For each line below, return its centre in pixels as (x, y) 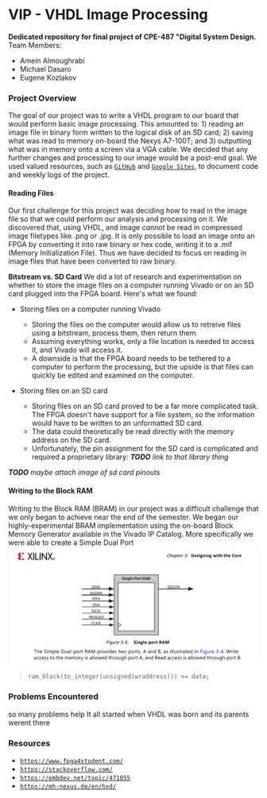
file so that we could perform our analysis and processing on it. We (118, 219)
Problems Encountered (54, 697)
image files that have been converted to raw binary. (93, 261)
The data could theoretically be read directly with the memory (133, 432)
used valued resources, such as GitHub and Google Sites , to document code (133, 166)
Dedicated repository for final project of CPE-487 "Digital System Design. (132, 37)
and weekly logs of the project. (59, 175)
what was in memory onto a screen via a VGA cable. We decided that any (128, 150)
